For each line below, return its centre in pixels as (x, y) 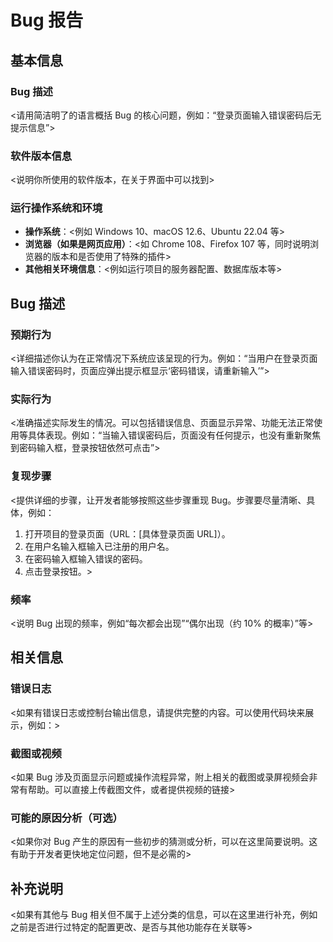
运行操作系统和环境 (56, 208)
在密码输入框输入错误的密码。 (86, 558)
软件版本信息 (41, 156)
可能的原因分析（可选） (66, 818)
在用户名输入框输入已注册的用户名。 (99, 546)
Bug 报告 (47, 20)
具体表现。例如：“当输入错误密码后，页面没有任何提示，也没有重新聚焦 (174, 435)
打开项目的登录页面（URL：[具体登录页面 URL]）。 (127, 533)
